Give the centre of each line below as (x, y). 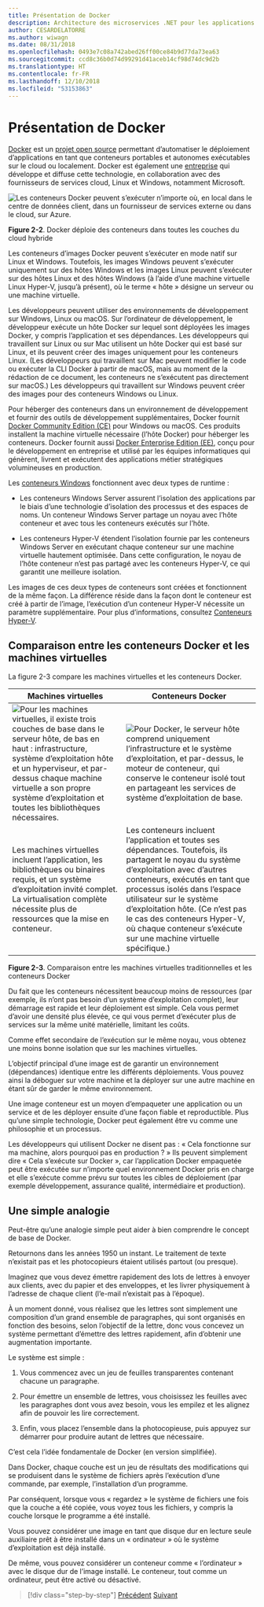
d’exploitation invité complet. (65, 890)
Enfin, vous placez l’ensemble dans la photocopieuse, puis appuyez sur (135, 1428)
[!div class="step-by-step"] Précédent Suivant (103, 1594)
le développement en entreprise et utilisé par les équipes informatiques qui (129, 451)
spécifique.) (148, 949)
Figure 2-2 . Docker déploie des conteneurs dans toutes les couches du (124, 230)
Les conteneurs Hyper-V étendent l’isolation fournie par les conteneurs (134, 539)
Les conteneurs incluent (170, 831)
